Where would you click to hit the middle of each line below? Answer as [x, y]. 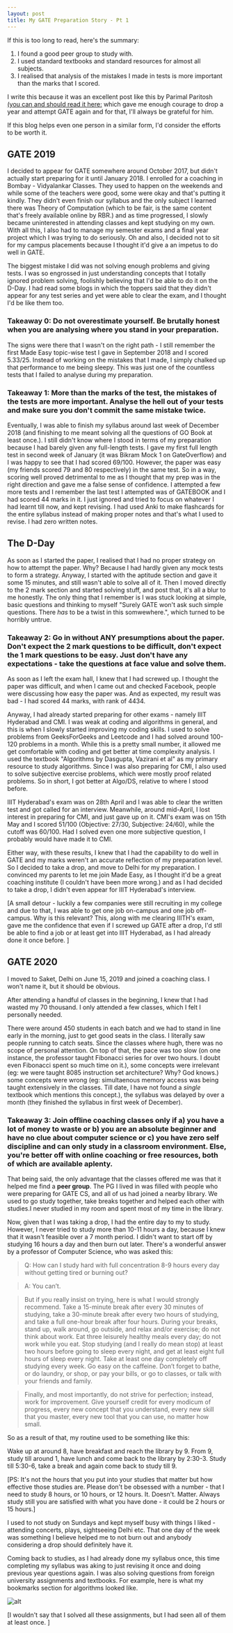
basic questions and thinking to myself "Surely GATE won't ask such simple [115, 604]
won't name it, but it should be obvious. [64, 986]
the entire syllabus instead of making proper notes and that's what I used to [115, 514]
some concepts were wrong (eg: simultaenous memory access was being [113, 1080]
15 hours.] [22, 1509]
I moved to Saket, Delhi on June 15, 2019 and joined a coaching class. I [109, 979]
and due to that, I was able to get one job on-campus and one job [101, 911]
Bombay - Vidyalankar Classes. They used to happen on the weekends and [115, 186]
